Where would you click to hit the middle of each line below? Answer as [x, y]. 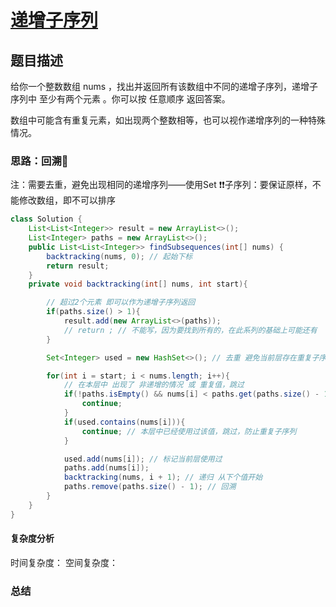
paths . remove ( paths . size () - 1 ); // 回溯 [150, 487]
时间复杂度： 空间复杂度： [64, 562]
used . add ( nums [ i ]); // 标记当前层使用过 [143, 459]
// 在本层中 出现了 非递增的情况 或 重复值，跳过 [154, 385]
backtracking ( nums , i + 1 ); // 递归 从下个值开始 [163, 477]
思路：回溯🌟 [39, 161]
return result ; [78, 266]
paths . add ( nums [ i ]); [106, 468]
